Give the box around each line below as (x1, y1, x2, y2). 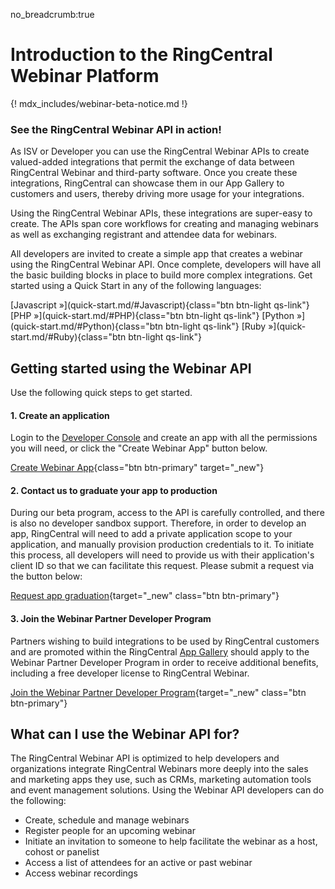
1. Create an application (10, 409, 110, 421)
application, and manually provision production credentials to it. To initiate (10, 539, 315, 551)
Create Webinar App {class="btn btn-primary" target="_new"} (10, 462, 265, 474)
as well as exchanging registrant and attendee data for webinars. (10, 229, 278, 241)
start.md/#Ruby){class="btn (10, 331, 127, 343)
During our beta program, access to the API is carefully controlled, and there (10, 507, 325, 519)
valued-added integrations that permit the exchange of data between (10, 156, 295, 168)
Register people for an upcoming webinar (24, 825, 197, 837)
